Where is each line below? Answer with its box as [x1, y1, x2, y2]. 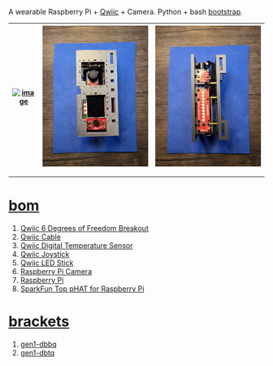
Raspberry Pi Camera [19, 267, 92, 277]
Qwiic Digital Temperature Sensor [19, 241, 133, 251]
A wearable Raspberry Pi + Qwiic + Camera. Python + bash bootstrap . [8, 7, 244, 16]
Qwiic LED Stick [19, 258, 74, 268]
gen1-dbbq [19, 339, 57, 349]
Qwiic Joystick [19, 250, 70, 259]
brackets [8, 312, 70, 331]
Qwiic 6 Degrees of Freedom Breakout [19, 224, 149, 233]
